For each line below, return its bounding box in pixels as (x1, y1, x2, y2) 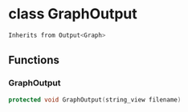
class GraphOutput (8, 5, 138, 23)
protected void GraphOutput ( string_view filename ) (8, 95, 182, 104)
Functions (8, 54, 60, 67)
